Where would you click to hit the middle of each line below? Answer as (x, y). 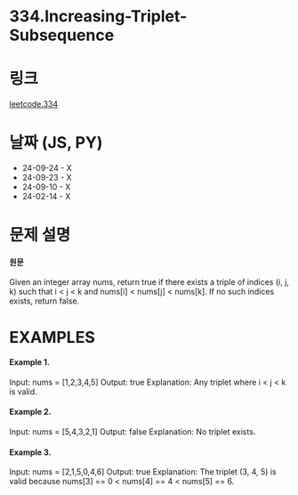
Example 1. (30, 362)
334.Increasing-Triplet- (98, 16)
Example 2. (30, 412)
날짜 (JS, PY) (56, 143)
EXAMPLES (52, 337)
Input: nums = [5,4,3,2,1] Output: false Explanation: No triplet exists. (133, 432)
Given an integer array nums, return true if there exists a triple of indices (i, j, (149, 282)
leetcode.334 (34, 104)
